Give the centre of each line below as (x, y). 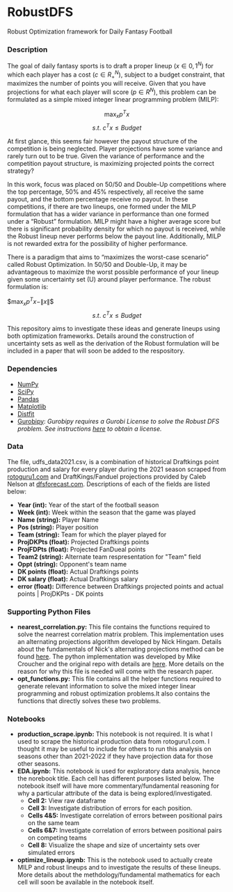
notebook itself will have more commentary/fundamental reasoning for (118, 786)
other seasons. (39, 764)
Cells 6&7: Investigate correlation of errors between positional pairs (125, 831)
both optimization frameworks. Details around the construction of (101, 336)
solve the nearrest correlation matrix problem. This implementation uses (120, 634)
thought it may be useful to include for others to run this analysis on (114, 749)
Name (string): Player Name (58, 519)
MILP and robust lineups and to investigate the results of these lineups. (119, 868)
